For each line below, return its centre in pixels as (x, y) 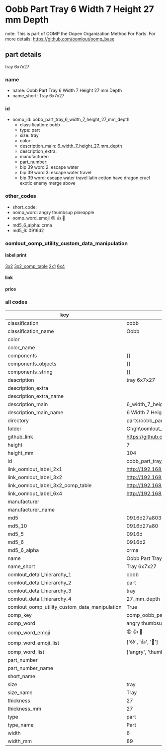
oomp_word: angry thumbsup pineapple (53, 212)
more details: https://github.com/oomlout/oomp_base (60, 39)
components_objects (32, 364)
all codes (16, 302)
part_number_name (30, 668)
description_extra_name (36, 396)
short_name (22, 676)
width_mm (20, 741)
